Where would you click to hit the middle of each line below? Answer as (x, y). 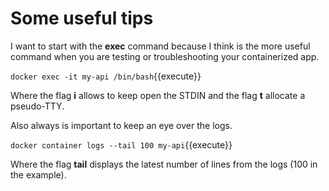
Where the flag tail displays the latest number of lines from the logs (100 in (164, 164)
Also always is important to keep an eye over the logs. (121, 125)
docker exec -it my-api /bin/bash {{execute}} (106, 76)
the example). (38, 174)
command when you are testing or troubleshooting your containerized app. (165, 56)
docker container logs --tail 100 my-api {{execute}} (121, 144)
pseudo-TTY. (37, 106)
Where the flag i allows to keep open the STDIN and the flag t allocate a (158, 95)
